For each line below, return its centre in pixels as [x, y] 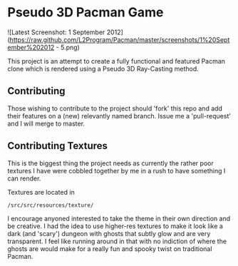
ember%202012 [31, 47]
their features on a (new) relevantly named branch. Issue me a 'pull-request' [119, 116]
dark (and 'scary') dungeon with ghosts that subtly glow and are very [109, 233]
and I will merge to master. [46, 123]
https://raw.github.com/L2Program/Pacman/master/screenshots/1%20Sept [120, 39]
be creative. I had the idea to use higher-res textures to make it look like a [115, 226]
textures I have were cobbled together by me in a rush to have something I [117, 170]
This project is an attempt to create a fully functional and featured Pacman [117, 61]
